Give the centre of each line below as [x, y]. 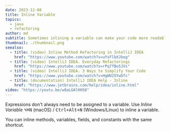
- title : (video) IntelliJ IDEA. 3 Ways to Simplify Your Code [78, 71]
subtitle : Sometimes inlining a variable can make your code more [77, 38]
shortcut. [15, 125]
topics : [13, 19]
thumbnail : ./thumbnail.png [35, 43]
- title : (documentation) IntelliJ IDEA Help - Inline [69, 80]
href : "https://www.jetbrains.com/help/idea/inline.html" [77, 85]
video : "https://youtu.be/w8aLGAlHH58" [47, 90]
